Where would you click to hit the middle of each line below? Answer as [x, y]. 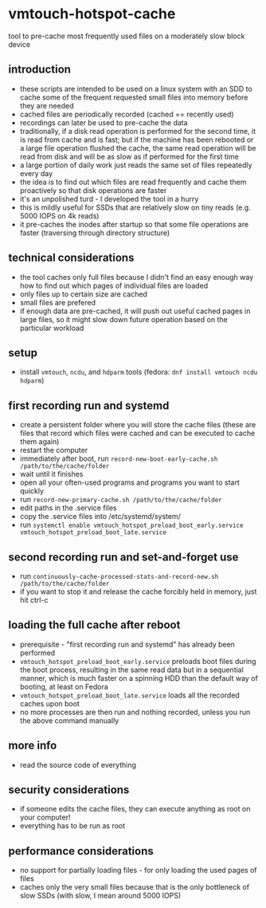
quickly [32, 491]
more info [33, 746]
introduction [40, 70]
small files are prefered [57, 302]
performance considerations [81, 851]
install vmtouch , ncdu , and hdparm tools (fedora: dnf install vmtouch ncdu [139, 372]
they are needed [47, 105]
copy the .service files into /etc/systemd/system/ [100, 517]
